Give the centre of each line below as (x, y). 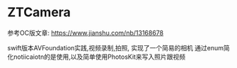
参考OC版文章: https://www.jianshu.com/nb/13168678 (86, 33)
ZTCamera (39, 12)
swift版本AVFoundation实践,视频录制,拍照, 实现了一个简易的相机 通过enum (116, 47)
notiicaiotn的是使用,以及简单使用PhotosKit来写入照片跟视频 (99, 57)
